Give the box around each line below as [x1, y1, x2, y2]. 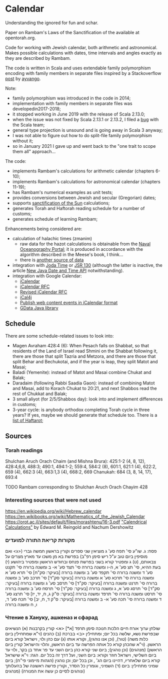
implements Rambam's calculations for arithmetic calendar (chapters [12, 168, 154, 174]
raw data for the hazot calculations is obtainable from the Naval [19, 241, 151, 247]
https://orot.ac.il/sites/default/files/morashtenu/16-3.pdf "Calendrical [5, 519, 147, 525]
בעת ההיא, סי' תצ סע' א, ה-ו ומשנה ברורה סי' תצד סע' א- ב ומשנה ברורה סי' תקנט [5, 564, 161, 570]
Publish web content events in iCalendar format [19, 300, 118, 306]
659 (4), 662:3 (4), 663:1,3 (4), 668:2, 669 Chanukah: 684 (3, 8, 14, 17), [5, 469, 152, 475]
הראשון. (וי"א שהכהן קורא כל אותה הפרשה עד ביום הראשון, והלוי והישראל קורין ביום [5, 641, 161, 647]
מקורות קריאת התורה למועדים [5, 536, 75, 543]
